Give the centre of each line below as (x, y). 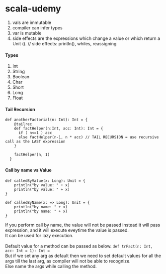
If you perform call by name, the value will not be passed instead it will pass (83, 225)
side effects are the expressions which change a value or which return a (86, 38)
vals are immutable (32, 22)
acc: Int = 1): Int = (28, 251)
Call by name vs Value (29, 170)
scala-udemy (33, 9)
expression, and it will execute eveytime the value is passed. (67, 230)
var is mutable (27, 33)
